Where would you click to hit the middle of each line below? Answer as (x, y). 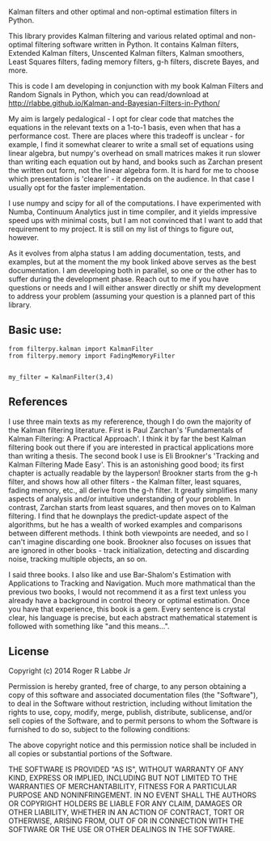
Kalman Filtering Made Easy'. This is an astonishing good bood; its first (126, 464)
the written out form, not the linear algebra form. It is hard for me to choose (133, 170)
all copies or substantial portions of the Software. (90, 754)
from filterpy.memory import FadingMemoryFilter (92, 356)
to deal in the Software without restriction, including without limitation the (130, 704)
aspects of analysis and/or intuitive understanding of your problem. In (125, 499)
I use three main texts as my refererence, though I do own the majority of (130, 421)
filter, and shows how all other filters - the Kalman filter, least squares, (125, 481)
